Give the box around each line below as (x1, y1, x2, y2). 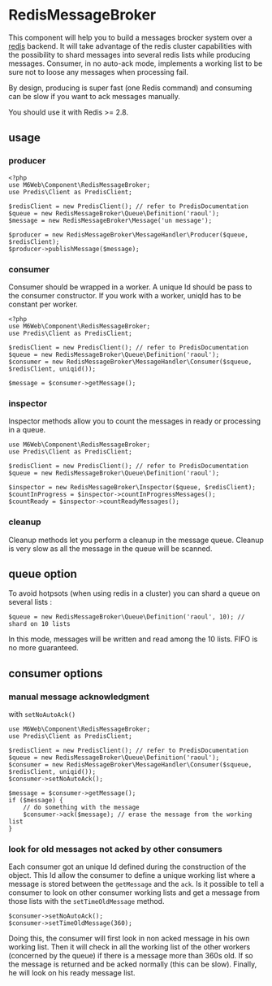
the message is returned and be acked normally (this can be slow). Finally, (8, 959, 257, 969)
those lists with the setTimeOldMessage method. (8, 897, 165, 906)
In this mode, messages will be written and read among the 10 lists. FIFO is (8, 634, 258, 644)
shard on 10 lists (8, 620, 71, 628)
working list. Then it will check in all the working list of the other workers (8, 942, 251, 952)
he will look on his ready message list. (8, 968, 136, 978)
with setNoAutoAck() (8, 710, 76, 719)
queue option (8, 567, 77, 580)
